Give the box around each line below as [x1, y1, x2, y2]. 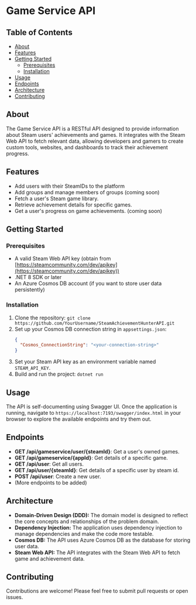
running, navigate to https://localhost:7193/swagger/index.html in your [6, 410, 181, 417]
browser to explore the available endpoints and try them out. [6, 415, 152, 422]
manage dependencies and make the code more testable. [14, 530, 154, 537]
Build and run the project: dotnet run [14, 370, 104, 378]
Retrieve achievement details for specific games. [14, 201, 133, 208]
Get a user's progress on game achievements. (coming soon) [14, 207, 163, 214]
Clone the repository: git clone [14, 314, 91, 321]
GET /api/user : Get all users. [14, 460, 84, 467]
